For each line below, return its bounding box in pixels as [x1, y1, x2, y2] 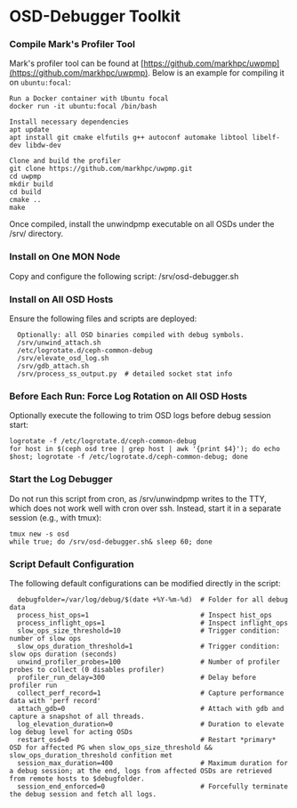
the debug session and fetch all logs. [9, 789, 157, 798]
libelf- [252, 133, 280, 142]
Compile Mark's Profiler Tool [9, 38, 136, 51]
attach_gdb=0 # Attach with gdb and [17, 704, 285, 713]
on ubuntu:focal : [9, 77, 71, 88]
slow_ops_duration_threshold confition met [9, 750, 173, 760]
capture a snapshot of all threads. [9, 712, 145, 721]
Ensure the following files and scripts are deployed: [9, 313, 197, 324]
